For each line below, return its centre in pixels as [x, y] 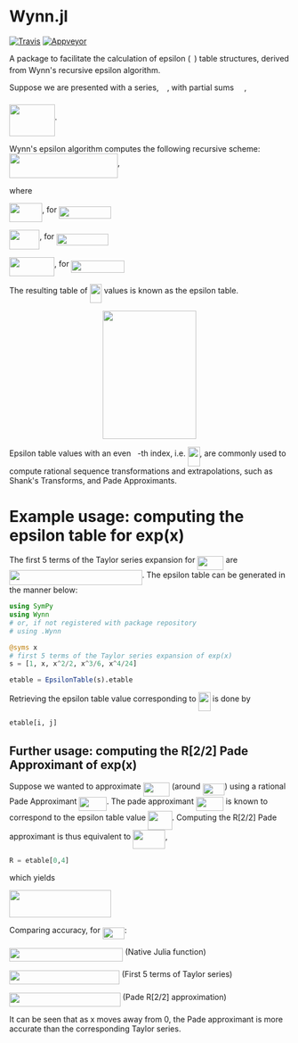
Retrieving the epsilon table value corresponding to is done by [130, 699]
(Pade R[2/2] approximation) [174, 997]
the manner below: [44, 590]
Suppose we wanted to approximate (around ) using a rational [148, 786]
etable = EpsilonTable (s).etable [71, 680]
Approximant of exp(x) [73, 765]
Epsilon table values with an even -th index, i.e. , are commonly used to [148, 453]
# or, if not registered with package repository [103, 623]
